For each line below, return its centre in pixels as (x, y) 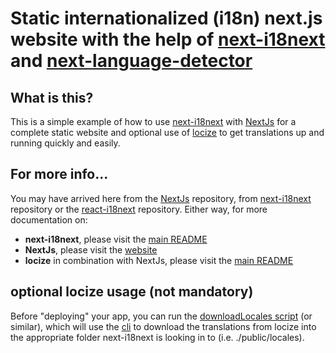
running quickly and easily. (65, 143)
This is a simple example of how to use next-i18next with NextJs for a (153, 121)
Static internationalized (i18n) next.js (166, 18)
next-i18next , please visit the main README (116, 239)
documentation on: (49, 219)
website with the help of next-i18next (168, 39)
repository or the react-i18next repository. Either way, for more (139, 209)
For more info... (59, 174)
